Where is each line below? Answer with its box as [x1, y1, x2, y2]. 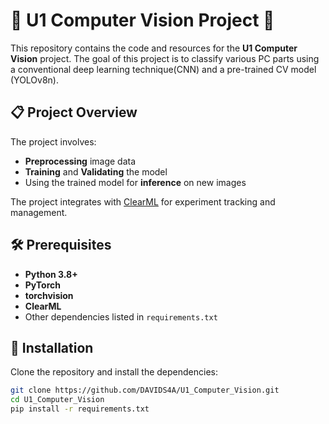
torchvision [24, 289, 74, 301]
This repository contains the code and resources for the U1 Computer [10, 42, 298, 54]
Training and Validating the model [24, 165, 168, 178]
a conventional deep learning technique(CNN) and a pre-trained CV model [10, 63, 317, 75]
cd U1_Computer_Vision [10, 395, 105, 405]
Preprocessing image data [24, 155, 137, 167]
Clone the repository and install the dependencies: [10, 366, 219, 378]
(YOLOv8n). [10, 74, 60, 86]
